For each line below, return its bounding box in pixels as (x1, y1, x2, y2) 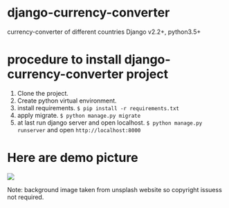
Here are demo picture (7, 150, 138, 166)
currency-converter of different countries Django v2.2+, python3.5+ (7, 28, 201, 36)
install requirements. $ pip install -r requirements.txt (17, 103, 180, 112)
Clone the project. (17, 89, 69, 97)
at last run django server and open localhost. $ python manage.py (17, 118, 203, 127)
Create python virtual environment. (17, 96, 117, 105)
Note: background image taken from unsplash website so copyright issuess (7, 185, 223, 194)
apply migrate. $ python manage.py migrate (17, 111, 141, 119)
